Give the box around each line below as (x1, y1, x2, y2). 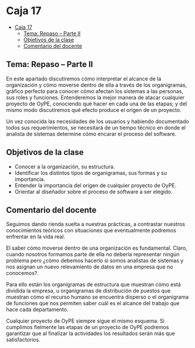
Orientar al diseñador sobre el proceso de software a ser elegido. (14, 188, 173, 195)
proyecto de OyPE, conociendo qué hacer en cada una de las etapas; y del (6, 100, 187, 107)
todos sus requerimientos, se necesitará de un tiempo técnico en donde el (6, 124, 186, 131)
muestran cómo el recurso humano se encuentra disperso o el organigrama (6, 293, 189, 301)
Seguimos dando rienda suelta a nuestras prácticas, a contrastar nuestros (6, 221, 186, 228)
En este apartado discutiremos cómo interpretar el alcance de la (6, 75, 162, 82)
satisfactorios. (6, 336, 41, 343)
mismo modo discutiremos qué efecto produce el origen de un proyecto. (6, 106, 181, 113)
